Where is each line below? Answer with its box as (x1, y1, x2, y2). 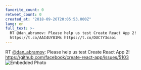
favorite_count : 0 (5, 7, 44, 12)
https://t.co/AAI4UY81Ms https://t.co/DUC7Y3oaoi (10, 35, 116, 40)
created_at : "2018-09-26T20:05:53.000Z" (5, 16, 92, 21)
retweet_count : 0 (5, 12, 42, 17)
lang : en (5, 21, 24, 26)
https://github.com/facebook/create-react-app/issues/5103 (5, 54, 129, 60)
